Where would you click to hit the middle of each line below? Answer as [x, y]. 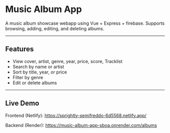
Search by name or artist [38, 66]
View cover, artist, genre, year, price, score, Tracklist [68, 61]
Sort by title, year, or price [40, 72]
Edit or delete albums [35, 83]
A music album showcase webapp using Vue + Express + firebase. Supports [85, 23]
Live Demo [22, 104]
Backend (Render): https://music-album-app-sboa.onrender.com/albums [81, 125]
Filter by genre [28, 77]
